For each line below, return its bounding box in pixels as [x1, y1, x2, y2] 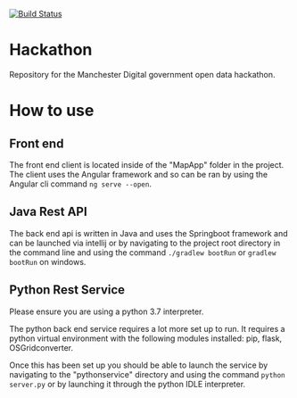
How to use [9, 101, 95, 120]
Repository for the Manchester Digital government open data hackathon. [9, 69, 276, 79]
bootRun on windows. [9, 256, 87, 267]
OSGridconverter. [9, 342, 74, 352]
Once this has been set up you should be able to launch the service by [9, 360, 268, 370]
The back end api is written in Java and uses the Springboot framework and [9, 228, 288, 238]
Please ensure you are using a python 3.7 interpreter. [9, 306, 204, 317]
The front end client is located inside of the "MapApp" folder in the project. [9, 159, 285, 170]
